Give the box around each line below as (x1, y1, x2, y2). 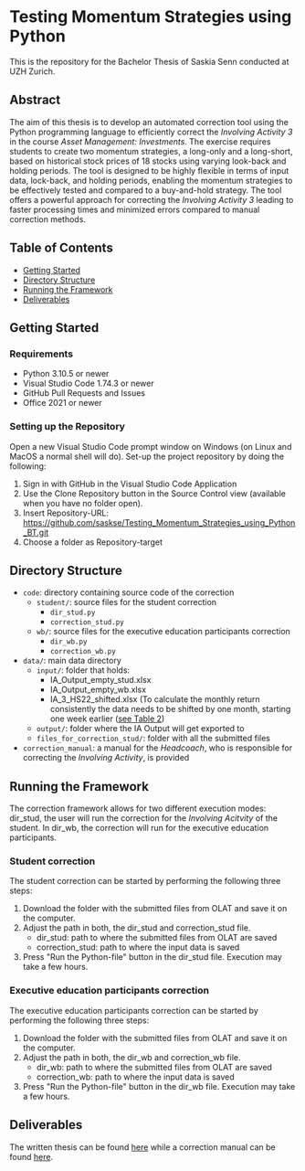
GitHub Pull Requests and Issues (22, 388, 146, 399)
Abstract (9, 92, 61, 108)
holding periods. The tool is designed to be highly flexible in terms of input (9, 165, 289, 176)
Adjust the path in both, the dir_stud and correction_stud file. (22, 922, 251, 933)
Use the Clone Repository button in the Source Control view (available (22, 487, 286, 499)
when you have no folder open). (22, 497, 143, 508)
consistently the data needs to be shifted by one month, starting (49, 704, 291, 715)
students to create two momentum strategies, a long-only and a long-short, (9, 145, 293, 156)
